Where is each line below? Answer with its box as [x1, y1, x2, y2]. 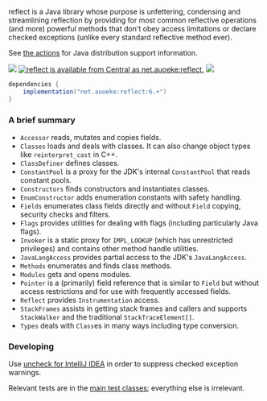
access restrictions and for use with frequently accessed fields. [19, 286, 231, 296]
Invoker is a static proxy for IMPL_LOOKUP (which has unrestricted [19, 235, 233, 245]
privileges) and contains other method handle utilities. [19, 243, 199, 253]
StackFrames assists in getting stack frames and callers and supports [19, 304, 248, 313]
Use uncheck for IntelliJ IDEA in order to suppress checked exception [8, 359, 239, 369]
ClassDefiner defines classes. [19, 158, 120, 167]
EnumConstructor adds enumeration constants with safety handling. [19, 192, 243, 202]
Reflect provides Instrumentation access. [19, 295, 161, 304]
